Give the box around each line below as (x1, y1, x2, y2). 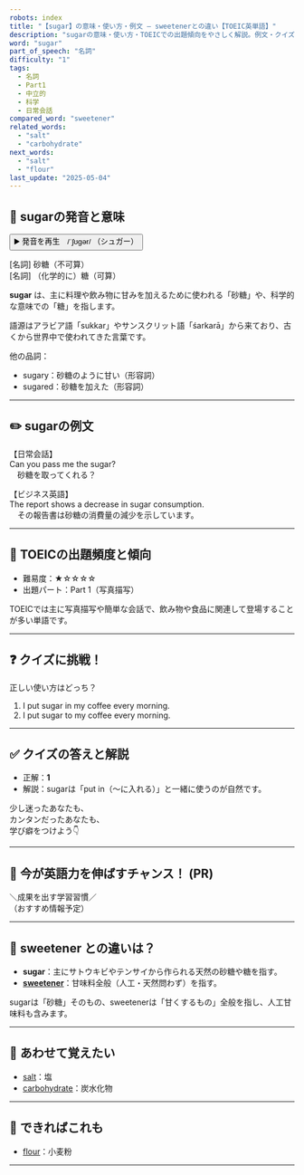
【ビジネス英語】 (9, 488, 73, 499)
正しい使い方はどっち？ (9, 682, 97, 693)
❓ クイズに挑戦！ (9, 653, 102, 668)
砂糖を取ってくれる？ (16, 469, 97, 480)
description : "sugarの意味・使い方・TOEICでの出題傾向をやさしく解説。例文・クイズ (9, 30, 296, 39)
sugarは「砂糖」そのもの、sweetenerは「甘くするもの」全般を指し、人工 (9, 997, 284, 1008)
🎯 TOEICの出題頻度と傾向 (9, 547, 152, 562)
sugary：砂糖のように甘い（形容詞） (22, 370, 160, 381)
